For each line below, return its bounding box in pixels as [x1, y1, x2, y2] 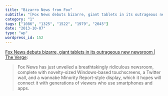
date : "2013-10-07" [5, 26, 46, 31]
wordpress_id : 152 [5, 35, 43, 40]
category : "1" [5, 16, 35, 21]
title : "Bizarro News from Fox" [5, 7, 72, 12]
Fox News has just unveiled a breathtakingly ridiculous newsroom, [17, 63, 154, 70]
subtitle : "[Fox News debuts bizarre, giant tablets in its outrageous [5, 12, 157, 17]
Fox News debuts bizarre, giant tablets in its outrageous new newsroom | [5, 48, 156, 55]
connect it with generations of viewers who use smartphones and [17, 79, 153, 85]
